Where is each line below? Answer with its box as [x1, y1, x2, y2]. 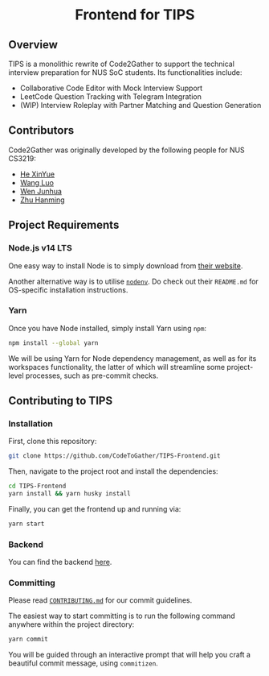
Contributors [8, 123, 75, 138]
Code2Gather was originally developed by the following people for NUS [8, 145, 245, 155]
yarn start [8, 520, 45, 528]
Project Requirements [8, 218, 120, 232]
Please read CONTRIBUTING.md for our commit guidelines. [8, 595, 193, 605]
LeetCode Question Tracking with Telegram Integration [19, 92, 202, 102]
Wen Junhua [19, 186, 63, 196]
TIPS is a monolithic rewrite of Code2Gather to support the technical [8, 59, 235, 68]
